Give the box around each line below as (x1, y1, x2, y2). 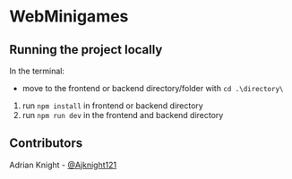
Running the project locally (9, 42, 163, 57)
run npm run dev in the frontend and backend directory (21, 110, 224, 120)
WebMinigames (9, 6, 129, 27)
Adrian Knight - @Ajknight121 (9, 159, 117, 170)
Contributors (9, 136, 83, 151)
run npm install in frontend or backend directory (21, 100, 203, 111)
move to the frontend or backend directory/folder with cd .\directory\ (21, 83, 284, 93)
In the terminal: (9, 65, 65, 76)
